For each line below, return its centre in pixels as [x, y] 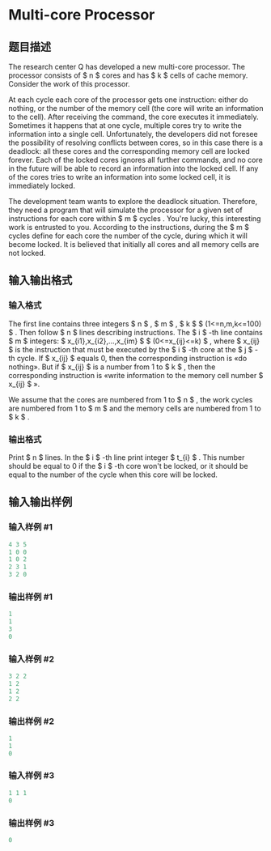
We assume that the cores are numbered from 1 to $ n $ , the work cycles [131, 399]
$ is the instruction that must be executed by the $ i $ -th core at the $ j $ [131, 349]
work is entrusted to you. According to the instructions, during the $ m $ [129, 227]
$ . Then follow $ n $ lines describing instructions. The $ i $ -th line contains [135, 332]
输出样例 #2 [32, 721]
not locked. [27, 253]
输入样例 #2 [32, 659]
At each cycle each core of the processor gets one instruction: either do [128, 100]
